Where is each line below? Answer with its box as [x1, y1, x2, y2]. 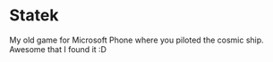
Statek [9, 5, 59, 26]
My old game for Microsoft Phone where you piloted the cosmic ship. [9, 35, 264, 45]
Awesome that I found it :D [9, 43, 107, 54]
